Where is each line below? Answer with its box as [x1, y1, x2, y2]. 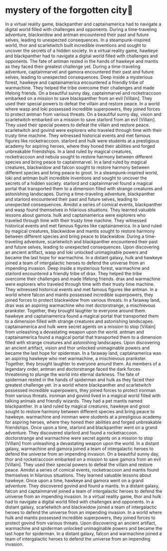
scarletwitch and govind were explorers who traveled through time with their [5, 127, 162, 133]
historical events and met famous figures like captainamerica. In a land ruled [5, 222, 162, 229]
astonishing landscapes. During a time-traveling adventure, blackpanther [5, 191, 155, 197]
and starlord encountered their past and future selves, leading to [5, 196, 138, 202]
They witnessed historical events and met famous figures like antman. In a [5, 286, 158, 292]
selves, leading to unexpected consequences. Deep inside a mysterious [5, 74, 153, 80]
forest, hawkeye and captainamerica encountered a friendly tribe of [5, 79, 144, 85]
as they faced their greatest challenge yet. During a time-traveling [5, 63, 141, 69]
